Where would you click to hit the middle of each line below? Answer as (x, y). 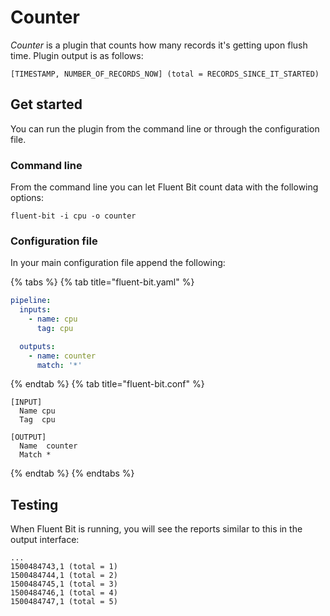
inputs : (35, 310)
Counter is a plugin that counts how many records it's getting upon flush (159, 45)
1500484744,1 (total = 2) (64, 576)
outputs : (37, 346)
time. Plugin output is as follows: (77, 55)
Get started (46, 104)
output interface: (45, 540)
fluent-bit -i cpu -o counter (73, 216)
